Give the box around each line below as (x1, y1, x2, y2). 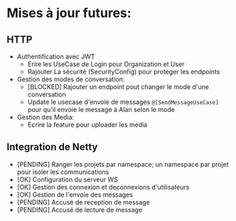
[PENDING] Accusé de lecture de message (16, 205, 143, 214)
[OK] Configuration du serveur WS (16, 175, 118, 183)
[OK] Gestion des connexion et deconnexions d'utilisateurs (16, 183, 190, 191)
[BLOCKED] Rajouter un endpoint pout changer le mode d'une (27, 83, 210, 91)
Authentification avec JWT (16, 52, 95, 61)
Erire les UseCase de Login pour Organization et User (27, 60, 185, 68)
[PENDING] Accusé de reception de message (16, 197, 150, 206)
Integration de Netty (6, 141, 98, 153)
